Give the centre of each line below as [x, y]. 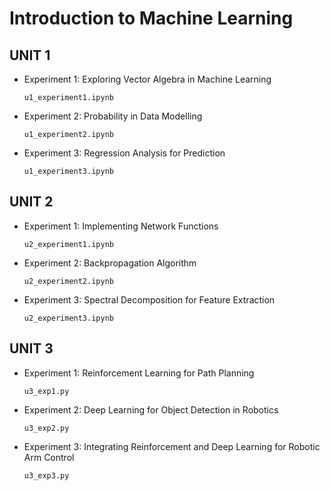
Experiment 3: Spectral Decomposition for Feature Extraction [149, 299]
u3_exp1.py [46, 391]
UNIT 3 [31, 348]
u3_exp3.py [46, 475]
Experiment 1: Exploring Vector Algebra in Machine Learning [147, 79]
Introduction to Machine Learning [151, 18]
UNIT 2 [31, 202]
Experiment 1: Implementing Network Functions [121, 226]
